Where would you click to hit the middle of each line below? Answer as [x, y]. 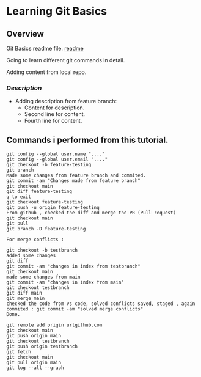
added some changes [31, 256]
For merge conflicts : [35, 240]
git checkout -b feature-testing [49, 165]
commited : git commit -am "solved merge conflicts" [75, 309]
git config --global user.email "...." [57, 159]
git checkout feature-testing [45, 202]
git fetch [19, 352]
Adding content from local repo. [46, 72]
